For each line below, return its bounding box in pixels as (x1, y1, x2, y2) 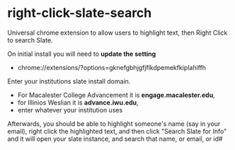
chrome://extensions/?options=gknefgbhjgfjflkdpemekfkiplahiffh (17, 63, 207, 71)
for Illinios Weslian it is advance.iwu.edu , (17, 98, 139, 107)
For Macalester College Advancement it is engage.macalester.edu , (17, 91, 215, 99)
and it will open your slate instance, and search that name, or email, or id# (7, 134, 223, 143)
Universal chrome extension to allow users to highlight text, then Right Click (7, 28, 228, 37)
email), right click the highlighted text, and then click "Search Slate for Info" (7, 127, 227, 135)
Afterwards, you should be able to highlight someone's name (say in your (7, 119, 221, 128)
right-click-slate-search (7, 5, 152, 21)
